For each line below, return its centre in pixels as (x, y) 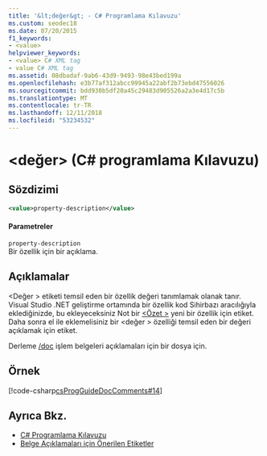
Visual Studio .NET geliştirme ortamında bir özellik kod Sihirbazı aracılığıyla (132, 304)
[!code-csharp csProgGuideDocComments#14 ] (86, 390)
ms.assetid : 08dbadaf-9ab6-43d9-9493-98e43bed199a (95, 76)
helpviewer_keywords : (45, 53)
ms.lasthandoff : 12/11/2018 (55, 113)
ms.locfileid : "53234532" (51, 121)
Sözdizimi (33, 190)
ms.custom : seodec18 (43, 23)
